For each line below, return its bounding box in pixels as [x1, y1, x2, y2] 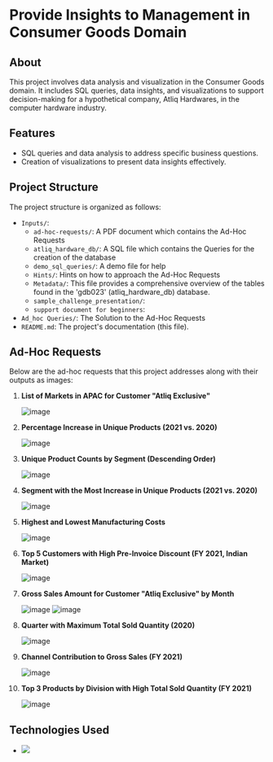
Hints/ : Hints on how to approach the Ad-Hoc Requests [33, 269, 221, 279]
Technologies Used [9, 723, 109, 737]
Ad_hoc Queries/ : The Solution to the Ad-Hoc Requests [20, 313, 206, 322]
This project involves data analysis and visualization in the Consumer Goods [9, 77, 265, 86]
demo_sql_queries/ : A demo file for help [33, 261, 166, 270]
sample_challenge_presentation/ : [33, 296, 146, 305]
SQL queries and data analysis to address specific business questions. [20, 148, 259, 158]
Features [9, 126, 55, 140]
